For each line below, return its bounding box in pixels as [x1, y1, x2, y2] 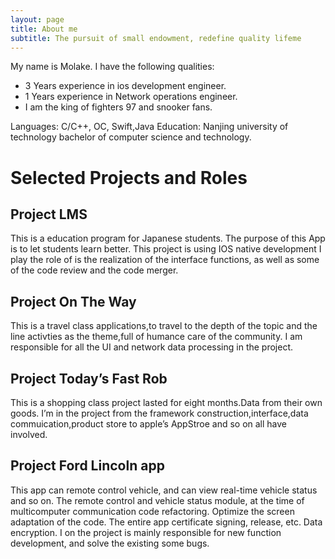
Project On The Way [10, 293, 137, 310]
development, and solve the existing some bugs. [10, 537, 210, 549]
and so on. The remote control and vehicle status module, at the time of [10, 494, 305, 506]
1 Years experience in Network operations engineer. [24, 91, 238, 103]
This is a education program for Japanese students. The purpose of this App [10, 232, 326, 245]
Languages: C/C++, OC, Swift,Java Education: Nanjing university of [10, 121, 289, 133]
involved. [10, 429, 48, 440]
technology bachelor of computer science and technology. [10, 131, 252, 143]
